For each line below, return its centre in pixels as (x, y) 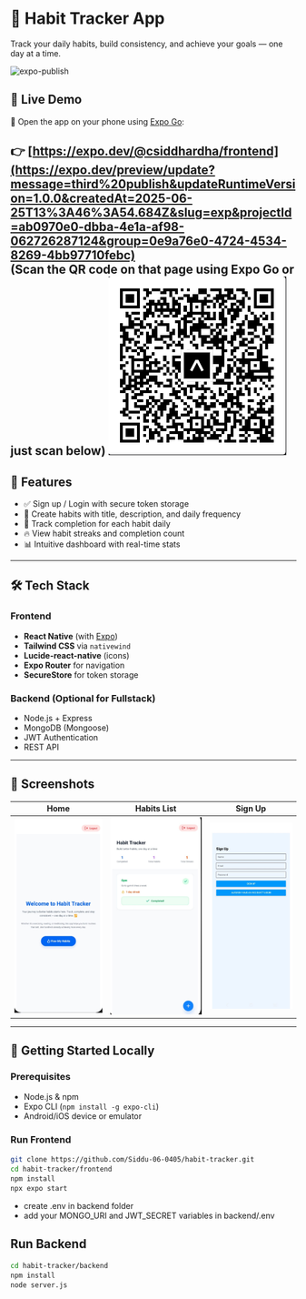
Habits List (156, 809)
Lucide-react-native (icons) (76, 655)
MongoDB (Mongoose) (66, 728)
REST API (41, 747)
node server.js (39, 1285)
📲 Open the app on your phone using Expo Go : (98, 121)
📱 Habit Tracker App (88, 19)
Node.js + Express (58, 718)
